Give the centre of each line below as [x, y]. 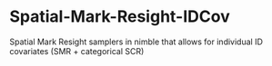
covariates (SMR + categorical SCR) [77, 51]
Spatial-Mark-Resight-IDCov [120, 17]
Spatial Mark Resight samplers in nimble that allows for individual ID [136, 42]
